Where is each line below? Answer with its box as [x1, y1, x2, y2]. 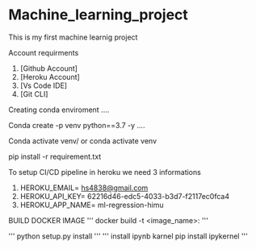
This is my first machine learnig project [8, 32, 138, 42]
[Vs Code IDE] [19, 81, 67, 90]
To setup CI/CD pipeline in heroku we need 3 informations [8, 167, 202, 176]
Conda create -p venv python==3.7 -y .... [8, 120, 145, 130]
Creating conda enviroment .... [8, 105, 110, 114]
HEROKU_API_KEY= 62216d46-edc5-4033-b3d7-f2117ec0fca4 [19, 191, 230, 201]
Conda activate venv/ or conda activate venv [8, 135, 157, 146]
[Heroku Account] [19, 72, 81, 81]
